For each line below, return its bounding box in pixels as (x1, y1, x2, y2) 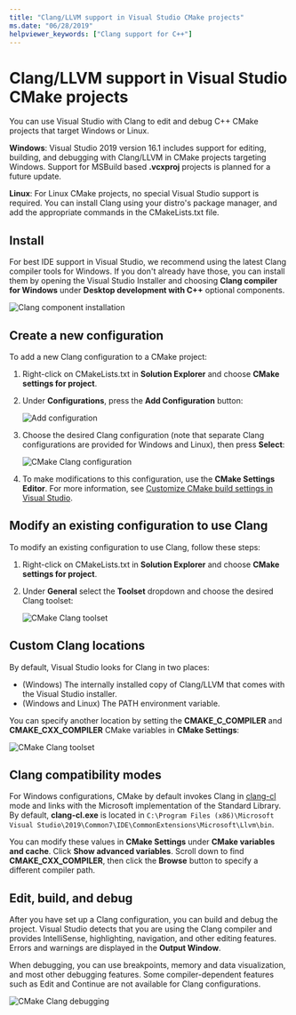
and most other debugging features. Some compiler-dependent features (9, 970, 274, 980)
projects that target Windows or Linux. (9, 125, 149, 136)
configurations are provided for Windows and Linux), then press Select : (21, 439, 285, 450)
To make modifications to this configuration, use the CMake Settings (21, 473, 276, 484)
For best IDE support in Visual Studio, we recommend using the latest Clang (9, 257, 287, 268)
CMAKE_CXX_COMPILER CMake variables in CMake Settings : (9, 724, 240, 735)
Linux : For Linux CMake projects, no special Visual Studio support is (9, 188, 260, 199)
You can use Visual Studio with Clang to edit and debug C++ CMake (9, 116, 260, 127)
